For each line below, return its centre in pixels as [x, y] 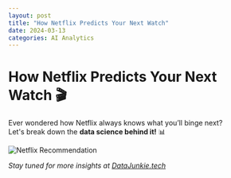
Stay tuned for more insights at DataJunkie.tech [87, 166]
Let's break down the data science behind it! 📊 [87, 132]
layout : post [30, 15]
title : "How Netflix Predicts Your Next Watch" [89, 23]
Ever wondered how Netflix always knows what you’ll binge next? [115, 123]
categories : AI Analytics [51, 38]
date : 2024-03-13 [37, 30]
